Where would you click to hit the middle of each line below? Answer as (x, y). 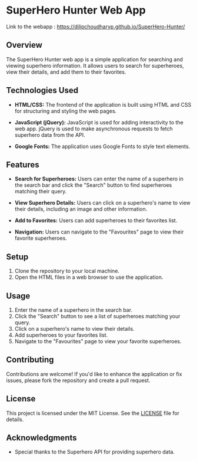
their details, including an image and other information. (81, 209)
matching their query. (41, 192)
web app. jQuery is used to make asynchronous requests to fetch (94, 129)
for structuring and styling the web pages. (66, 111)
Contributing (30, 360)
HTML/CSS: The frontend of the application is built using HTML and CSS (103, 104)
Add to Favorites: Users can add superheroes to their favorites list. (96, 220)
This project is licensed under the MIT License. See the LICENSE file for (93, 413)
